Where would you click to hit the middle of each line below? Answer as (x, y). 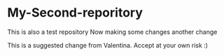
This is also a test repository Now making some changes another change (112, 32)
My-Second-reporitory (75, 13)
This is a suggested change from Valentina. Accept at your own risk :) (108, 45)
